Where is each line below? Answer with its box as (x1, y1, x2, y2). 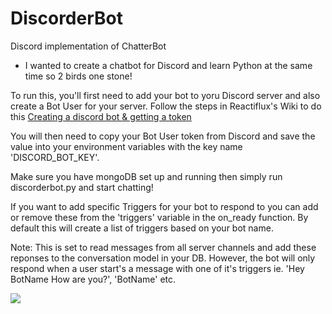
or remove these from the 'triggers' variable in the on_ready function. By (10, 211, 309, 223)
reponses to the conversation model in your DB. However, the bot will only (10, 252, 316, 264)
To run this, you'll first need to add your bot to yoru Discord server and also (10, 89, 321, 101)
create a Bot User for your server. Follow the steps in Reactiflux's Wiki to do (10, 100, 322, 112)
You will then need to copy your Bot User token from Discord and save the (10, 130, 316, 142)
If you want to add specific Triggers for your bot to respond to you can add (10, 200, 319, 212)
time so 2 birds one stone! (24, 70, 133, 82)
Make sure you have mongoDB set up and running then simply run (10, 170, 283, 182)
